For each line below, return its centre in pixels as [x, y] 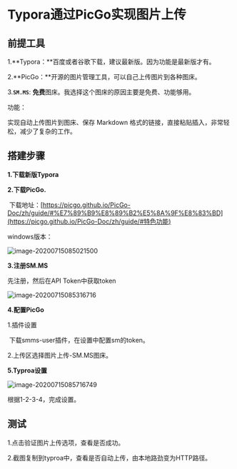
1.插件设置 [22, 325]
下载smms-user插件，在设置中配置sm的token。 [79, 340]
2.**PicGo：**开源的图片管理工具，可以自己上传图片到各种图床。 [104, 77]
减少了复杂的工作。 [48, 131]
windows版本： [30, 236]
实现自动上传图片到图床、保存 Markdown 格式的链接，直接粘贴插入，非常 [115, 122]
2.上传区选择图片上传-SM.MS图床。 [60, 355]
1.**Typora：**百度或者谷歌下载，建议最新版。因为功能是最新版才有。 [111, 62]
